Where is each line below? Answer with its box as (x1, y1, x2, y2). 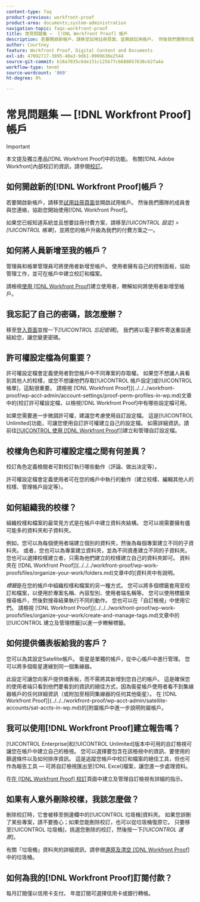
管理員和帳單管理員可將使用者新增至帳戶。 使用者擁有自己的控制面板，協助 (6, 262, 190, 269)
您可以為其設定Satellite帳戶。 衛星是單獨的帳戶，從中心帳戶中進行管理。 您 (6, 655, 190, 662)
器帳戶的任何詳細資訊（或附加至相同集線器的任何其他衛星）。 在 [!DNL (6, 690, 177, 698)
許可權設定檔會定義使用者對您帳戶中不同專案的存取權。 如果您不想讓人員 (6, 370, 185, 377)
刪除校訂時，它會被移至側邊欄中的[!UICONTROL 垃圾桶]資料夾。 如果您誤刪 (6, 811, 192, 819)
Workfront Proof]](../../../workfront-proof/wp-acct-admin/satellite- (6, 697, 168, 704)
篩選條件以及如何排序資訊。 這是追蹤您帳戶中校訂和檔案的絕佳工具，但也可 (6, 755, 190, 762)
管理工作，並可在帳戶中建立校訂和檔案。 (6, 269, 105, 277)
